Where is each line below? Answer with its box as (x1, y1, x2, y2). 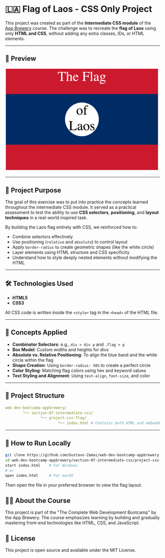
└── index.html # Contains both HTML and (57, 421, 144, 426)
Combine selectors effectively (12, 234, 73, 240)
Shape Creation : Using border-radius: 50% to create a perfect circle (12, 362, 151, 368)
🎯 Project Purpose (5, 186, 61, 195)
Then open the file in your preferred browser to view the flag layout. (5, 482, 142, 488)
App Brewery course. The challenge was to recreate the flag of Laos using (5, 25, 156, 31)
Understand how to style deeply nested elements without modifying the (12, 254, 158, 261)
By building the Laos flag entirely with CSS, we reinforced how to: (5, 224, 138, 230)
